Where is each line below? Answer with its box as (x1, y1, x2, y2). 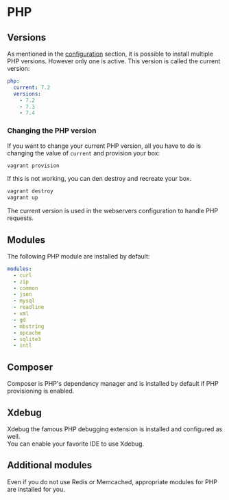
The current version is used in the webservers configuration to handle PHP (7, 207, 218, 215)
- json (13, 291, 32, 298)
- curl (13, 272, 32, 279)
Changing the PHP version (7, 126, 97, 135)
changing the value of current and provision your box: (7, 149, 160, 157)
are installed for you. (7, 485, 65, 493)
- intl (13, 342, 32, 349)
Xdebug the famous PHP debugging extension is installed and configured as (7, 424, 223, 433)
